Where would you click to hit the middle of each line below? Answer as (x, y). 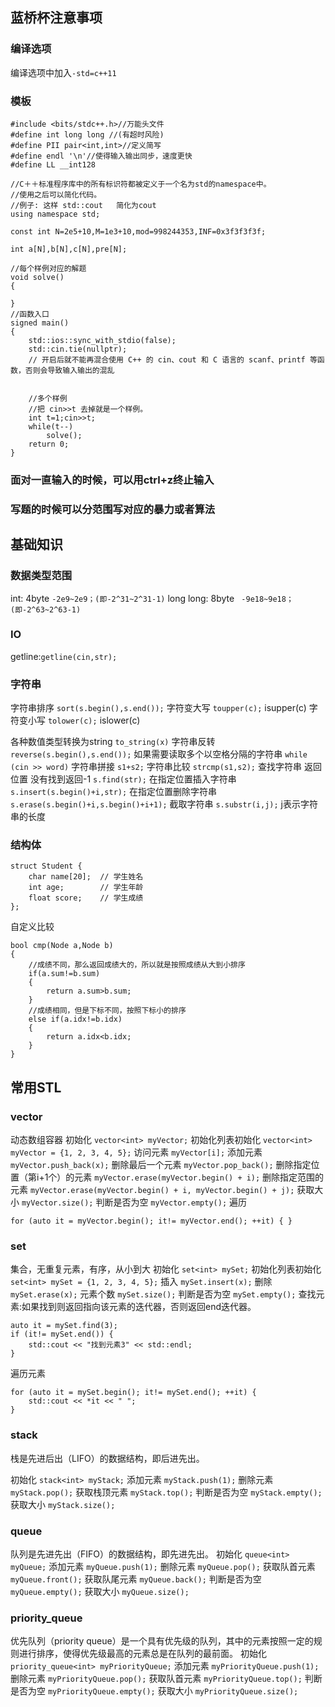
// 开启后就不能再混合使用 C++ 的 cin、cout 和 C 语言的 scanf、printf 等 (173, 359)
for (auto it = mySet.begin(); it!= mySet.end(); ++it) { (133, 1393)
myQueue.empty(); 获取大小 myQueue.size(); (100, 1591)
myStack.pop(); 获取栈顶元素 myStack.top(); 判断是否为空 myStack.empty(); (166, 1492)
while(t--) (51, 426)
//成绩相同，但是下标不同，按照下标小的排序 (107, 1011)
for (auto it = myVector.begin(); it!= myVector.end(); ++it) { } (151, 1221)
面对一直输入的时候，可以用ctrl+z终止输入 (112, 480)
